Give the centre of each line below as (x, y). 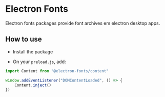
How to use (24, 39)
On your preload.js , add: (39, 62)
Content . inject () (33, 85)
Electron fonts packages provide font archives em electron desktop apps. (83, 23)
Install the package (33, 51)
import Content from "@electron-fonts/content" (57, 71)
